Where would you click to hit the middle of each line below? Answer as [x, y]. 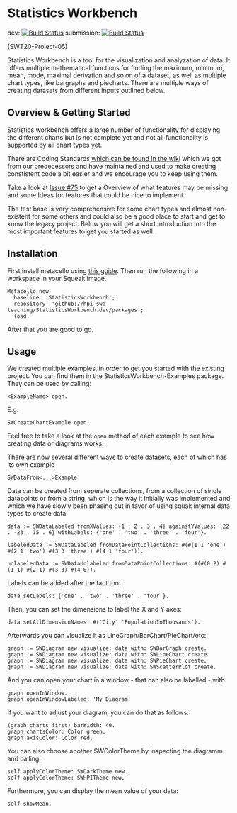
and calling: [24, 759]
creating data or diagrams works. [56, 443]
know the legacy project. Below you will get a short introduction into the [112, 223]
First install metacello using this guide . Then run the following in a [103, 270]
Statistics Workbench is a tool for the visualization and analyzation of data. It [119, 60]
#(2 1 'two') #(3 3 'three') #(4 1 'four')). [75, 551]
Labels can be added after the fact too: [64, 583]
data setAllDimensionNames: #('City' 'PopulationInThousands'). [104, 622]
